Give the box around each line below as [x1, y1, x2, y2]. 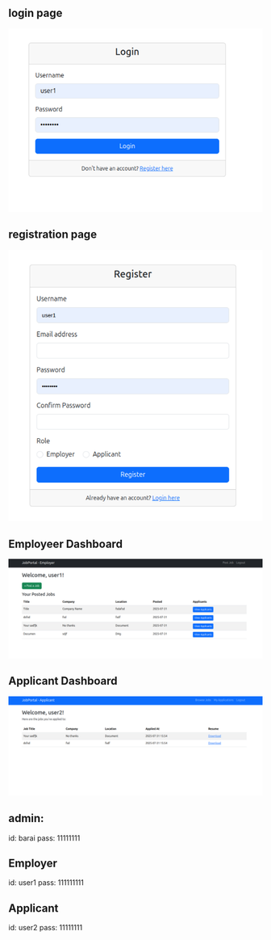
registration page [8, 228, 98, 242]
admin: [8, 811, 44, 825]
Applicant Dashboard [8, 674, 119, 688]
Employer [8, 856, 58, 870]
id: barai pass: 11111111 [8, 833, 81, 843]
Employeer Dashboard [8, 537, 123, 550]
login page [8, 6, 63, 20]
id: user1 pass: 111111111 [8, 878, 85, 887]
